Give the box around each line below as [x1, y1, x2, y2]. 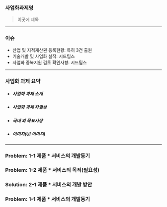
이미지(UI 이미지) [12, 131, 46, 137]
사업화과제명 [5, 4, 34, 11]
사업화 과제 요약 [5, 78, 41, 85]
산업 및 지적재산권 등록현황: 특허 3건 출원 [12, 47, 92, 53]
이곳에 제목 [17, 16, 39, 23]
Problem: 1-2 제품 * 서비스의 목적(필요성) [5, 167, 99, 174]
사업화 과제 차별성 [12, 104, 47, 110]
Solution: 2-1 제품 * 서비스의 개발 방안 [5, 181, 92, 188]
